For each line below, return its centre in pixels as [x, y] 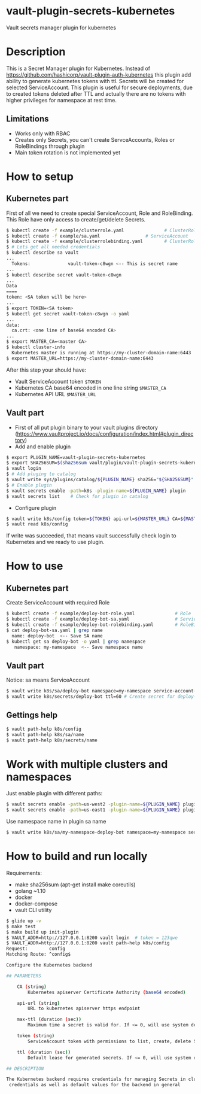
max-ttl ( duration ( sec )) [49, 1019]
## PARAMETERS [24, 976]
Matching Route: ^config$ [38, 955]
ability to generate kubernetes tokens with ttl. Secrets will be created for [95, 81]
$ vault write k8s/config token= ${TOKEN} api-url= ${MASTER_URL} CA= [93, 519]
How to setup [40, 176]
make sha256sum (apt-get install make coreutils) [75, 885]
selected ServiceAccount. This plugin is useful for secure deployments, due [100, 87]
